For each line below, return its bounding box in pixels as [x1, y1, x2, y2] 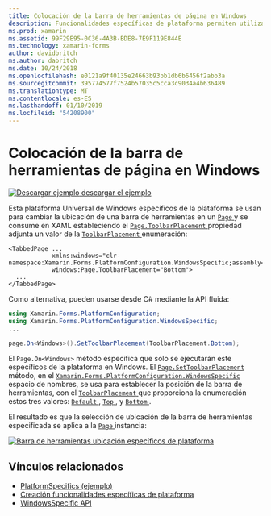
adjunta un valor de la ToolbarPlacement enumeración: [8, 229, 188, 239]
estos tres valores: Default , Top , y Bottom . [8, 397, 152, 406]
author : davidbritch [8, 49, 78, 57]
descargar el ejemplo [81, 187, 152, 198]
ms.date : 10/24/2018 [8, 64, 78, 73]
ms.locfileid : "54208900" [8, 110, 95, 118]
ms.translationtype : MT [8, 86, 89, 95]
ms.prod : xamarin [8, 27, 67, 35]
